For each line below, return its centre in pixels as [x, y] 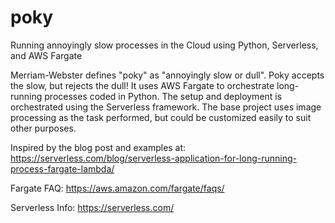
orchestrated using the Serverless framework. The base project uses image [166, 107]
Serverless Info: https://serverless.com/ [92, 207]
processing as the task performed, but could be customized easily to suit [161, 117]
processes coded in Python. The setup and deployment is [163, 96]
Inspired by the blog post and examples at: [98, 147]
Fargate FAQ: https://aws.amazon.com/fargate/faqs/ [117, 188]
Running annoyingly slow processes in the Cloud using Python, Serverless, [164, 45]
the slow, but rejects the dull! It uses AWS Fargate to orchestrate [142, 85]
